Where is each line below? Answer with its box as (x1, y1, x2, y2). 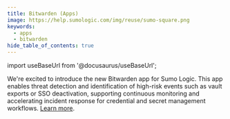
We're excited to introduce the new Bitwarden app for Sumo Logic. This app (7, 75, 223, 83)
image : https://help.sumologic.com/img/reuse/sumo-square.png (7, 17, 190, 24)
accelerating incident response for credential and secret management (7, 97, 206, 104)
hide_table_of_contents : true (7, 42, 95, 49)
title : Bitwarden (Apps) (7, 10, 79, 17)
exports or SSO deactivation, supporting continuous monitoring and (7, 89, 200, 98)
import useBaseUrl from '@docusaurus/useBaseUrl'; (7, 62, 157, 69)
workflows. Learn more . (7, 104, 75, 112)
